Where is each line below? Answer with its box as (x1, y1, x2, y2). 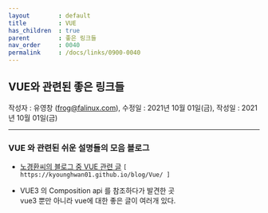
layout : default (8, 11, 91, 20)
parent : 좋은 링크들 (8, 34, 97, 42)
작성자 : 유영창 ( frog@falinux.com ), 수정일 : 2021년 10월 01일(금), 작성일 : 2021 (8, 103, 258, 112)
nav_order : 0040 (8, 41, 81, 49)
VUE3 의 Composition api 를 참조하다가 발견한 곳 (19, 186, 175, 195)
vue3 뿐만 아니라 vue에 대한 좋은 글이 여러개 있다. (19, 196, 176, 206)
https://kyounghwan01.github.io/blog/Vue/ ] (19, 171, 171, 179)
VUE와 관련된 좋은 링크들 (8, 81, 125, 94)
